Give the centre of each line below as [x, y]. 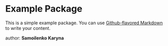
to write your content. [28, 28]
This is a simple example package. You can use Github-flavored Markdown [84, 23]
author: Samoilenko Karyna [35, 38]
